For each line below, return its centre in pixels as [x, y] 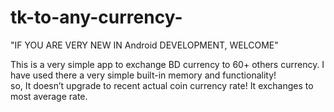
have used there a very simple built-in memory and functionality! [143, 75]
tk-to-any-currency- [96, 17]
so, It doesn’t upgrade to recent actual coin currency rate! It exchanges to [162, 85]
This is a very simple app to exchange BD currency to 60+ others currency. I [167, 64]
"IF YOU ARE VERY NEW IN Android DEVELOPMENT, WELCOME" [144, 45]
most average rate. [49, 96]
